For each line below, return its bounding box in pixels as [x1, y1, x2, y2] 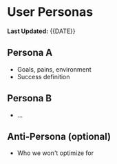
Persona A [7, 47, 53, 59]
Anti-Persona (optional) [7, 130, 111, 142]
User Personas [7, 4, 94, 20]
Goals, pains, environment [17, 65, 92, 73]
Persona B [7, 92, 52, 104]
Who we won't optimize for [17, 149, 94, 157]
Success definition [17, 72, 70, 81]
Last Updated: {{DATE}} [7, 27, 76, 35]
